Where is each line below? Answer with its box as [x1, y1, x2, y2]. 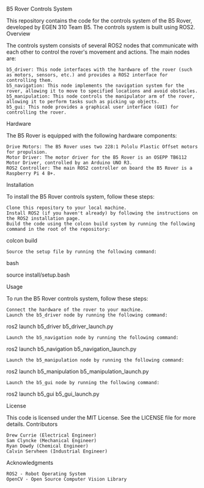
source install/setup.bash [6, 271, 70, 279]
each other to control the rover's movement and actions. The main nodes [6, 48, 191, 56]
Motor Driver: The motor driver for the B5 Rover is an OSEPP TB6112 [6, 155, 188, 161]
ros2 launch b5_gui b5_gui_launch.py [6, 390, 100, 398]
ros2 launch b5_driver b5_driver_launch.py [6, 323, 114, 330]
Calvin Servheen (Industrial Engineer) [6, 448, 108, 454]
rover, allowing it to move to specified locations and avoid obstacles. [6, 88, 199, 94]
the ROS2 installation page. [6, 216, 81, 222]
